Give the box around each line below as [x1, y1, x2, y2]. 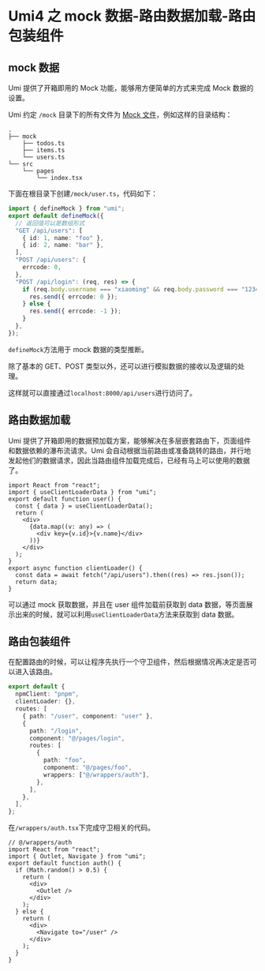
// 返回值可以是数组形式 [15, 219, 85, 227]
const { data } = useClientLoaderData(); [15, 502, 154, 510]
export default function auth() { [8, 860, 122, 868]
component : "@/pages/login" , [28, 734, 125, 742]
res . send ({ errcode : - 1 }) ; [28, 307, 122, 316]
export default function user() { [8, 495, 122, 503]
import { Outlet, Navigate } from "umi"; [8, 853, 147, 860]
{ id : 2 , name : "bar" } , [22, 242, 104, 249]
